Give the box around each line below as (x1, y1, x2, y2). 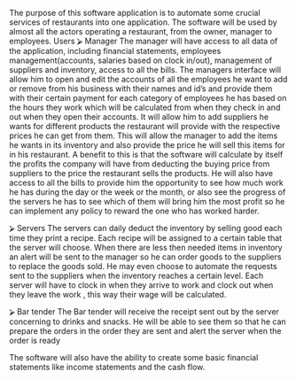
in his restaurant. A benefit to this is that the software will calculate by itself (9, 150, 284, 159)
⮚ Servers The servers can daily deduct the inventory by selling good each (9, 223, 283, 233)
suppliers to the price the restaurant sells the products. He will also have (9, 168, 273, 178)
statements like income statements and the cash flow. (9, 362, 206, 372)
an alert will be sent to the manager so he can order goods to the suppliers (9, 251, 282, 262)
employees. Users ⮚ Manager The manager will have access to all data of (9, 35, 278, 46)
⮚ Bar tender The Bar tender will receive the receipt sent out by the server (9, 306, 279, 317)
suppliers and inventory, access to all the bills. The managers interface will (9, 65, 282, 74)
